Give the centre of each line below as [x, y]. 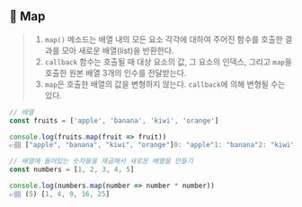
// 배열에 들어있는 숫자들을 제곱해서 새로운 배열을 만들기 [101, 161]
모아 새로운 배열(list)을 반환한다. [118, 50]
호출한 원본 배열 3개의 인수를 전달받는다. [115, 73]
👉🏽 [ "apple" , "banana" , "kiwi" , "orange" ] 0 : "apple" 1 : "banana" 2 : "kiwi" [152, 145]
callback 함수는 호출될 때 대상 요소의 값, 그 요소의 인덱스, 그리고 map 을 [168, 61]
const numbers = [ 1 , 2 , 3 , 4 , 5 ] [72, 170]
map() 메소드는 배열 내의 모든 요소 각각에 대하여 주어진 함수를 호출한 [164, 39]
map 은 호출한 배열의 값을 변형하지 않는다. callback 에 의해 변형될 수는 [165, 84]
